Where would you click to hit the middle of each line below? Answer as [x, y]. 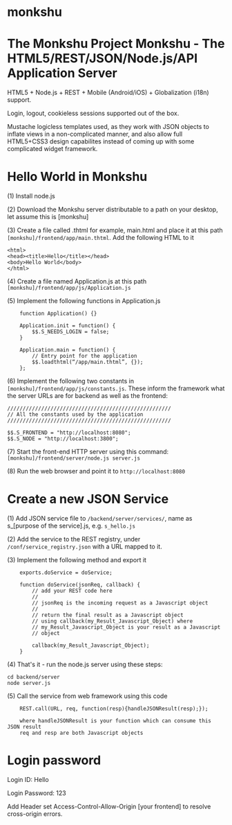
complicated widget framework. [52, 149]
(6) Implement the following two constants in [71, 381]
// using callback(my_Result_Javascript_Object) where [113, 621]
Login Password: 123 [37, 793]
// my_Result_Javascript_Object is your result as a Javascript [126, 627]
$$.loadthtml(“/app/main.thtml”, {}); [88, 362]
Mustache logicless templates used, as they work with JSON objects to [108, 127]
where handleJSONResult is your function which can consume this [116, 721]
